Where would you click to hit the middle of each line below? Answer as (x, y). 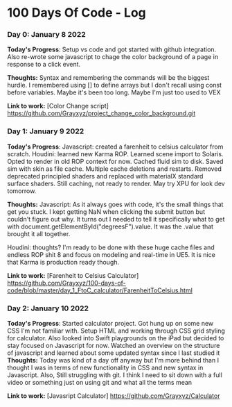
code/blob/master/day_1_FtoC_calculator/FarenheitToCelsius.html (100, 290)
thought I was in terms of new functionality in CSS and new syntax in (105, 368)
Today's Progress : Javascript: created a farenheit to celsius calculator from (115, 147)
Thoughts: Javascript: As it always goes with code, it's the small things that (115, 204)
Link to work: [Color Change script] (58, 106)
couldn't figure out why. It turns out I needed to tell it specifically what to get (116, 219)
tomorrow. (22, 191)
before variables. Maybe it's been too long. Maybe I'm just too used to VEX (114, 92)
